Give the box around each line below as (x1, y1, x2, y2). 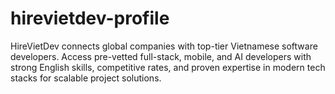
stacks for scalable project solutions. (10, 72, 162, 84)
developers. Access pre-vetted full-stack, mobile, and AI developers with (10, 50, 312, 62)
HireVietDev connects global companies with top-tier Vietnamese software (10, 40, 318, 52)
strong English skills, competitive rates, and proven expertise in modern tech (10, 61, 326, 73)
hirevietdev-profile (10, 7, 170, 30)
